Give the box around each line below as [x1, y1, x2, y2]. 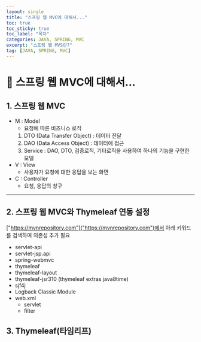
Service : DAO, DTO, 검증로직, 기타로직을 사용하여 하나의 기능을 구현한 [23, 147, 190, 154]
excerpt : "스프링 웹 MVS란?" [6, 43, 73, 49]
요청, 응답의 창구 [23, 182, 63, 189]
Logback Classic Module [14, 288, 76, 295]
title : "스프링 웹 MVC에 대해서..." [6, 14, 88, 20]
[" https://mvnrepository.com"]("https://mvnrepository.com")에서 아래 [6, 224, 175, 231]
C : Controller [14, 175, 48, 182]
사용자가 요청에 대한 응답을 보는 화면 [23, 168, 109, 175]
